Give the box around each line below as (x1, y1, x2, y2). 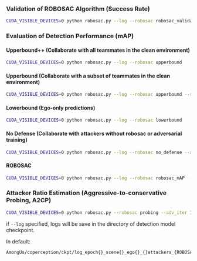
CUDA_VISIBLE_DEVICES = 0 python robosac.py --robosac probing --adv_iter (6, 209, 188, 216)
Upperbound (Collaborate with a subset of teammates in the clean (6, 72, 171, 79)
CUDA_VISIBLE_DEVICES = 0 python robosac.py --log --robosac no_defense (6, 149, 182, 155)
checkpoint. (6, 226, 35, 233)
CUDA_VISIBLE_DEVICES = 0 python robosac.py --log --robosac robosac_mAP (6, 175, 185, 181)
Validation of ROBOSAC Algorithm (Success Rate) (6, 5, 151, 13)
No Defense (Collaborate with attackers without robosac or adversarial (6, 130, 182, 137)
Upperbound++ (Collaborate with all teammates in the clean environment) (6, 46, 191, 53)
